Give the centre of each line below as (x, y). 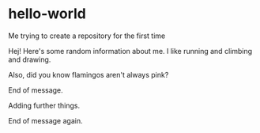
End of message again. (45, 120)
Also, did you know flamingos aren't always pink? (89, 74)
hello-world (47, 14)
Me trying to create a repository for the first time (87, 36)
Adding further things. (44, 105)
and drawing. (30, 59)
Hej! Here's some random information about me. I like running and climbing (130, 51)
